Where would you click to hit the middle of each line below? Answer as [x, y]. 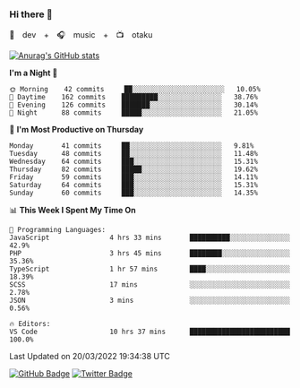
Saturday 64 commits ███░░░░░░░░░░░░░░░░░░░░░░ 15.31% [133, 185]
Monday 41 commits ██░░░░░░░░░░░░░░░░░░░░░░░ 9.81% [132, 146]
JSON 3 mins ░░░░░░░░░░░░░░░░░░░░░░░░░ [150, 301]
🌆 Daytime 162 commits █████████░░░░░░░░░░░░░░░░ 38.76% [133, 98]
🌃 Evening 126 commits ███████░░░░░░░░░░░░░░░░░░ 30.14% [133, 105]
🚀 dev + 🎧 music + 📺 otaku [81, 35]
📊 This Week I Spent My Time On [73, 211]
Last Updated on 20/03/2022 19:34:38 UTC [90, 357]
